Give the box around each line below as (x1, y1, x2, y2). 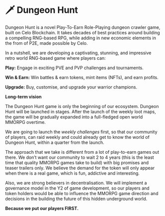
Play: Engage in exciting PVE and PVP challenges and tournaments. (5, 65, 144, 71)
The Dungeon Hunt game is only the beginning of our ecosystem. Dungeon (5, 103, 159, 109)
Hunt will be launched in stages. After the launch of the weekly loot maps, (5, 108, 156, 114)
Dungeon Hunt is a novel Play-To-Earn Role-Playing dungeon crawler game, (5, 24, 161, 30)
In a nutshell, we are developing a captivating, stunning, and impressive (5, 50, 152, 56)
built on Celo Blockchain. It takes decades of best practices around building (5, 29, 160, 35)
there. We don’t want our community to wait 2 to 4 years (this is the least (5, 154, 154, 160)
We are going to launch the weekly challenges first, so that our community (5, 128, 158, 135)
